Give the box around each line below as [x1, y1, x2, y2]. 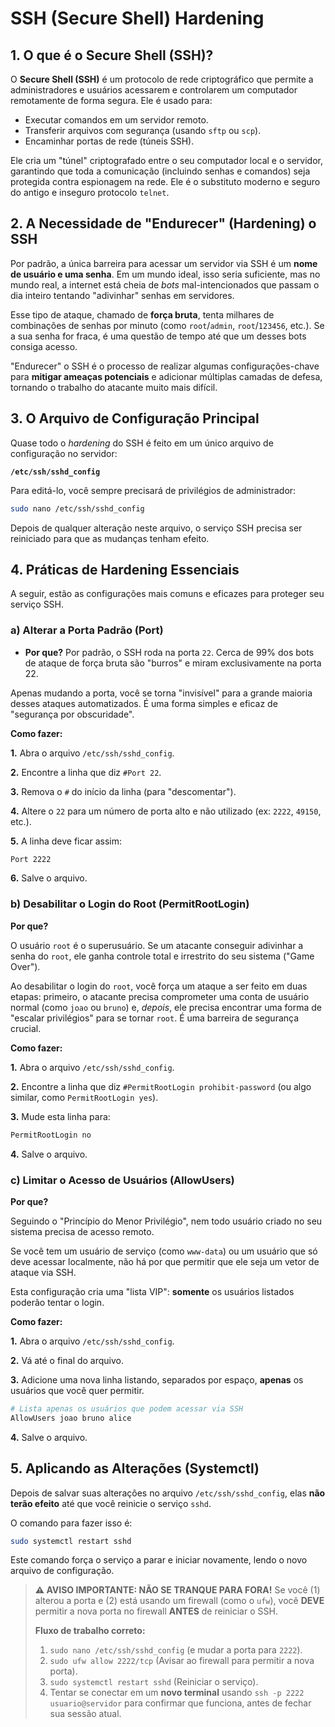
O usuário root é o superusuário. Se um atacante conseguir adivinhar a [10, 939, 304, 951]
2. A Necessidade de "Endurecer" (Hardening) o [10, 215, 317, 232]
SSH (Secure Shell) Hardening [10, 7, 265, 30]
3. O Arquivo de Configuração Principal [10, 410, 260, 427]
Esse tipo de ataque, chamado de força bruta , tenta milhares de [10, 308, 275, 321]
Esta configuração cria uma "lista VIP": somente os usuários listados [10, 1285, 295, 1297]
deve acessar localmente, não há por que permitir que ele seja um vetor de [10, 1255, 320, 1267]
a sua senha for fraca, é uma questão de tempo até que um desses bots [10, 330, 307, 342]
